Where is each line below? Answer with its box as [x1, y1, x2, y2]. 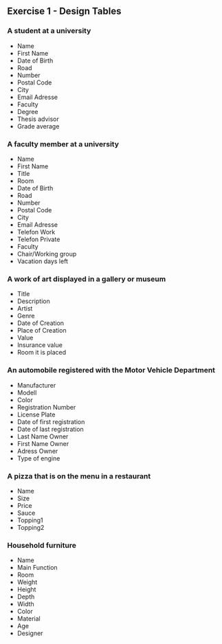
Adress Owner [16, 447, 58, 455]
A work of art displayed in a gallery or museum [7, 274, 166, 284]
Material [16, 614, 41, 623]
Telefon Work [16, 227, 56, 236]
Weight [16, 578, 38, 586]
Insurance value [16, 341, 63, 349]
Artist [16, 304, 33, 313]
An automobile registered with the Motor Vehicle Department [7, 366, 215, 375]
